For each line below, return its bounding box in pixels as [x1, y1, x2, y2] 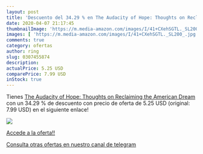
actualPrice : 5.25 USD [6, 65, 63, 72]
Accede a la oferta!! [6, 129, 56, 136]
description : [6, 59, 39, 65]
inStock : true [6, 76, 42, 82]
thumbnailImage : [6, 25, 47, 32]
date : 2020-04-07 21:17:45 [6, 20, 74, 26]
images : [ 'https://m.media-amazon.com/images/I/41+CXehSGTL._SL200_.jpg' [6, 32, 199, 38]
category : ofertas [6, 43, 53, 49]
